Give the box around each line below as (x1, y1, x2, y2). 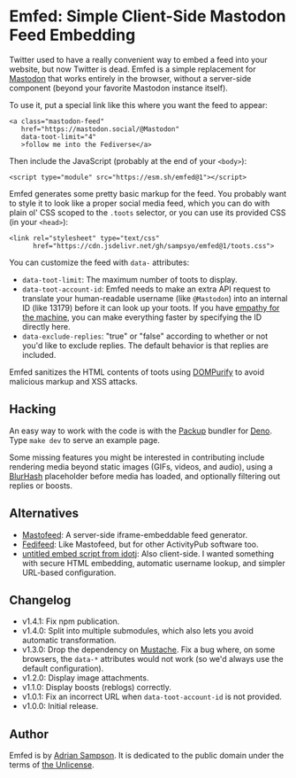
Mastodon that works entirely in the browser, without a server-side (9, 73, 252, 83)
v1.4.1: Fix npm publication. (21, 616, 120, 626)
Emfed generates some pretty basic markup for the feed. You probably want (9, 188, 287, 198)
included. (21, 349, 57, 360)
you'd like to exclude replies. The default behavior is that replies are (21, 339, 269, 351)
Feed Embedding (9, 25, 136, 45)
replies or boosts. (9, 480, 73, 491)
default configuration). (21, 663, 104, 674)
